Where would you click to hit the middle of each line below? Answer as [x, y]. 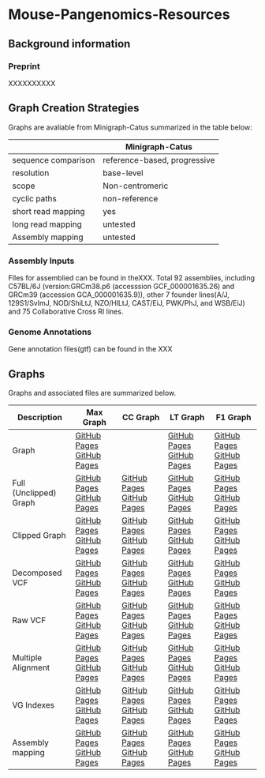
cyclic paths [34, 198]
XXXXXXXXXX [32, 83]
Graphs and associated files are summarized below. [92, 393]
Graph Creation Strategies [74, 108]
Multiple [27, 658]
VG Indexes [34, 705]
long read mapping [47, 224]
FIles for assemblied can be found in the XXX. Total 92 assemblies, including [131, 277]
